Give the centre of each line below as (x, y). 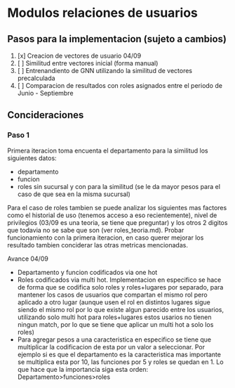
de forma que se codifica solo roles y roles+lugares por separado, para (120, 287)
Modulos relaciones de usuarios (103, 13)
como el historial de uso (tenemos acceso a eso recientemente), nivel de (112, 215)
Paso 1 (19, 135)
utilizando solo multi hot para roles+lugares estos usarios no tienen (114, 317)
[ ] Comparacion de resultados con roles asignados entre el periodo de (120, 85)
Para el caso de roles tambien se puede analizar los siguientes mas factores (117, 207)
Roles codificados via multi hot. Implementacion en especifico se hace (119, 280)
